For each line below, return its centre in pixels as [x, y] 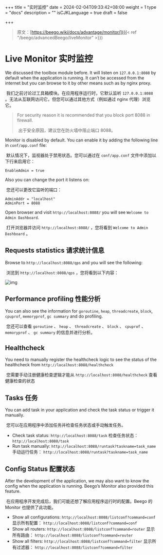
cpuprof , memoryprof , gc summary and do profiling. [54, 316]
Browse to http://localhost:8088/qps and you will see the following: [74, 262]
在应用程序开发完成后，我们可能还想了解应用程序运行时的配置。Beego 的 [79, 501]
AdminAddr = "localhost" [30, 199]
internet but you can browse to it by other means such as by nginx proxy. [78, 83]
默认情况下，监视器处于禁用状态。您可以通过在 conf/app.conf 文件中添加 [79, 155]
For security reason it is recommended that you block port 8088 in [83, 115]
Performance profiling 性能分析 [53, 299]
